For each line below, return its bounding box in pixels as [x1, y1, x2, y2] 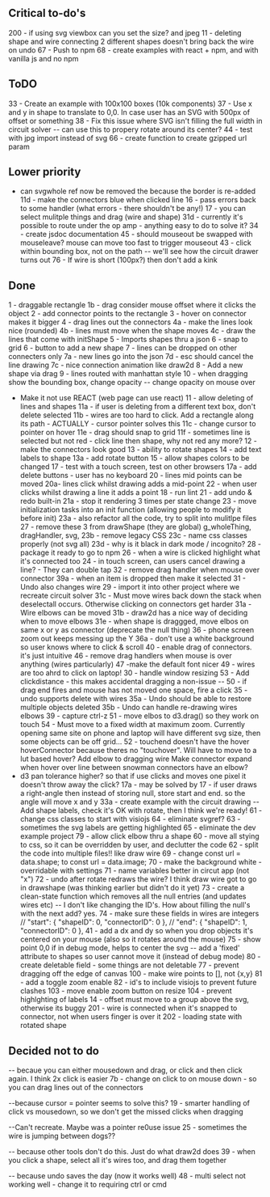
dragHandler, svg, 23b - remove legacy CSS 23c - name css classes [19, 531, 247, 540]
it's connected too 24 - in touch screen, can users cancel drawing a [19, 556, 246, 566]
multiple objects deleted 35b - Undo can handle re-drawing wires [19, 703, 238, 713]
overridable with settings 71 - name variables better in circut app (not [19, 865, 250, 876]
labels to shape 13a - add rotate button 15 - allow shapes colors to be [19, 453, 250, 463]
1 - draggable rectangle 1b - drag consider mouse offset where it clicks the [8, 300, 256, 310]
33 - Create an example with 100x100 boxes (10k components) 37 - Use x [8, 99, 252, 108]
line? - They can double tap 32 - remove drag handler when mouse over [19, 565, 260, 575]
